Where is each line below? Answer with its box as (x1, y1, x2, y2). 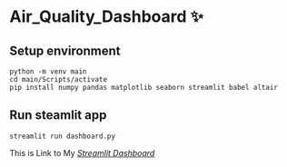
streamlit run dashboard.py (9, 132, 116, 141)
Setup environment (9, 43, 121, 58)
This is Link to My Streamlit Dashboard (9, 147, 155, 158)
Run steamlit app (9, 107, 107, 123)
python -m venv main (9, 67, 88, 76)
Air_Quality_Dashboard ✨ (9, 6, 204, 27)
